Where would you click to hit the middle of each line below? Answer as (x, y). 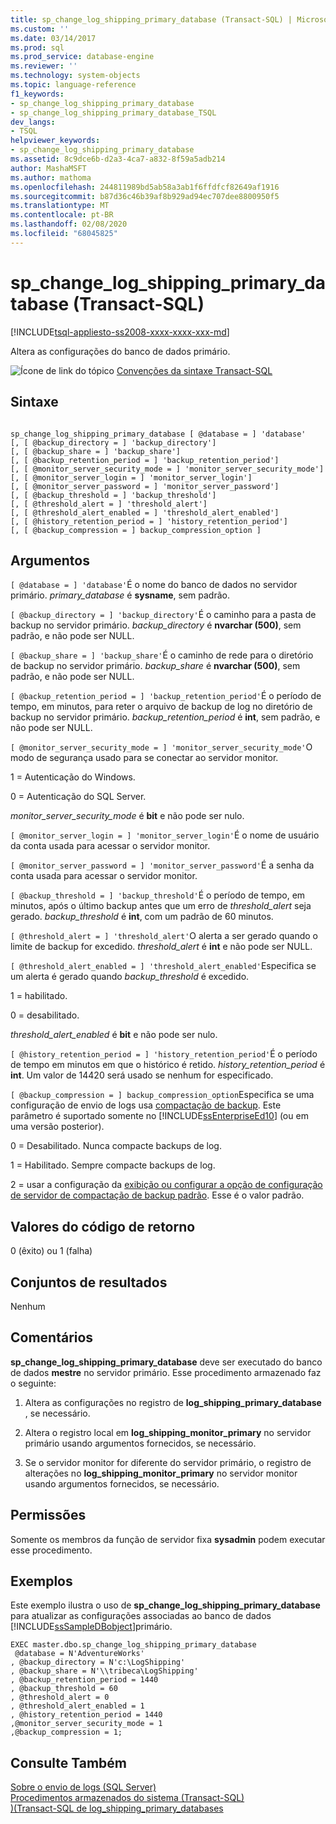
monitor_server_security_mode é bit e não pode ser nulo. (127, 816)
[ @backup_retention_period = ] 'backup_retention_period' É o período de (166, 696)
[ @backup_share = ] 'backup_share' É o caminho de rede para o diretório (162, 655)
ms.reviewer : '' (44, 66)
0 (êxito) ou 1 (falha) (51, 1251)
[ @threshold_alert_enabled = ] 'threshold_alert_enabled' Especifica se (163, 966)
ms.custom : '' (40, 29)
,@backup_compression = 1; (66, 1732)
